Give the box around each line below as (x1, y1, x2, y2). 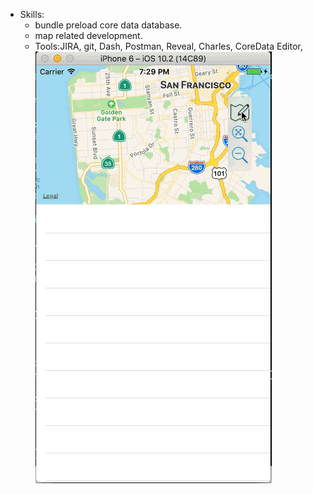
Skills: (19, 9, 45, 20)
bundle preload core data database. (34, 19, 183, 31)
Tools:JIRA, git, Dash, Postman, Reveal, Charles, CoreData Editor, (34, 40, 303, 52)
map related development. (34, 30, 143, 41)
